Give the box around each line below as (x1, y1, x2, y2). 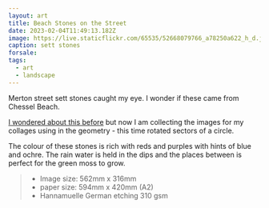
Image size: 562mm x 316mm (39, 174, 137, 183)
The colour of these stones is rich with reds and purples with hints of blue (8, 141, 252, 150)
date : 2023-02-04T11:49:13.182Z (8, 26, 116, 34)
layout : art (8, 11, 48, 20)
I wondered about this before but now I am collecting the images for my (8, 117, 244, 126)
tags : (8, 57, 26, 65)
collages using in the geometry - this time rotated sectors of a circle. (8, 126, 235, 135)
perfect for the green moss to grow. (8, 158, 126, 168)
